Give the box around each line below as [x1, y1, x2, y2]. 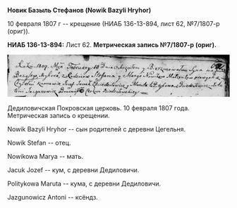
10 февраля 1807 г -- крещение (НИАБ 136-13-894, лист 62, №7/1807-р [7, 20, 220, 27]
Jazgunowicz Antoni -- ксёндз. [7, 193, 99, 202]
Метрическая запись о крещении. [7, 112, 110, 120]
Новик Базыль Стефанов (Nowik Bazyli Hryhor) [7, 6, 152, 14]
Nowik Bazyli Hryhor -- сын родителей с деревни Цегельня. [7, 125, 186, 134]
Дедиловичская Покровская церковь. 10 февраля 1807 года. [7, 104, 190, 112]
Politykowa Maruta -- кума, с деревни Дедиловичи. [7, 179, 162, 188]
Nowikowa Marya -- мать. [7, 152, 83, 161]
